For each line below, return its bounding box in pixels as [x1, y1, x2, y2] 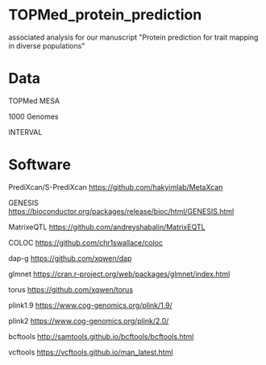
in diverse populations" [8, 40, 85, 50]
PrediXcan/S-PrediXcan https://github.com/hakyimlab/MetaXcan [8, 182, 223, 191]
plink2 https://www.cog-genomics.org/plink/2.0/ [8, 316, 169, 325]
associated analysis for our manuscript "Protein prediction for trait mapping [8, 32, 259, 42]
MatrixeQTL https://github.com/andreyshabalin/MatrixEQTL [8, 222, 206, 232]
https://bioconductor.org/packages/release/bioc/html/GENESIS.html [8, 206, 235, 216]
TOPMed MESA [8, 95, 60, 106]
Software [8, 156, 71, 174]
